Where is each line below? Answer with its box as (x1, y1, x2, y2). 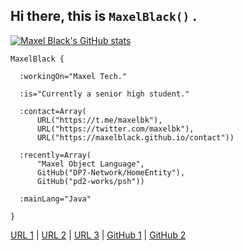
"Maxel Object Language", (36, 159, 145, 169)
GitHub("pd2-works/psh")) (36, 176, 145, 186)
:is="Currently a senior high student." (19, 89, 190, 99)
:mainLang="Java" (19, 194, 92, 204)
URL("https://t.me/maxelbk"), (36, 115, 163, 125)
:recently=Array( (19, 150, 92, 160)
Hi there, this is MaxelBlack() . (10, 8, 198, 25)
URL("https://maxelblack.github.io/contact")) (36, 132, 235, 143)
